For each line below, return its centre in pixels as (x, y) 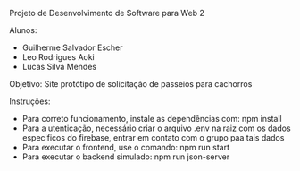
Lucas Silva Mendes (59, 67)
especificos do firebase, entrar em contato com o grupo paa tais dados (153, 137)
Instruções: (30, 101)
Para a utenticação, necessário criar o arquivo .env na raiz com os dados (157, 128)
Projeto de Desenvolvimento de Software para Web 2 (107, 13)
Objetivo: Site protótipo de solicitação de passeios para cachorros (131, 84)
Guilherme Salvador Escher (72, 47)
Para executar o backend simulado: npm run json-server (126, 157)
